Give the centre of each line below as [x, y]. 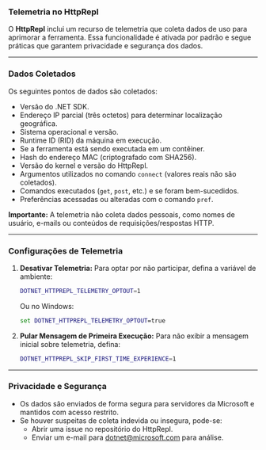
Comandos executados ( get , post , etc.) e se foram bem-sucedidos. [129, 191]
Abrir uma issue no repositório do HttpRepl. [102, 429]
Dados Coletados [42, 74]
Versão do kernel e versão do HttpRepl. [84, 166]
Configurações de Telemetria [66, 250]
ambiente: [36, 276]
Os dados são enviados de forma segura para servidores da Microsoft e [137, 403]
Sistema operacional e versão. [69, 132]
